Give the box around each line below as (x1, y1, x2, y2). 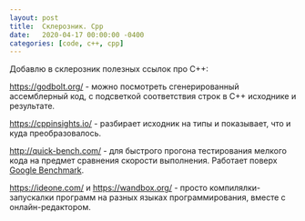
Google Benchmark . (9, 165, 85, 176)
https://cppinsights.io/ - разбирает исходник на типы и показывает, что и (9, 118, 291, 129)
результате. (9, 101, 56, 112)
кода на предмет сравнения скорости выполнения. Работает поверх (9, 156, 278, 166)
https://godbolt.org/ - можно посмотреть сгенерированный (9, 81, 239, 92)
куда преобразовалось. (9, 128, 102, 139)
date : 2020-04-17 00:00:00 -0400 (9, 30, 145, 39)
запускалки (9, 192, 55, 203)
